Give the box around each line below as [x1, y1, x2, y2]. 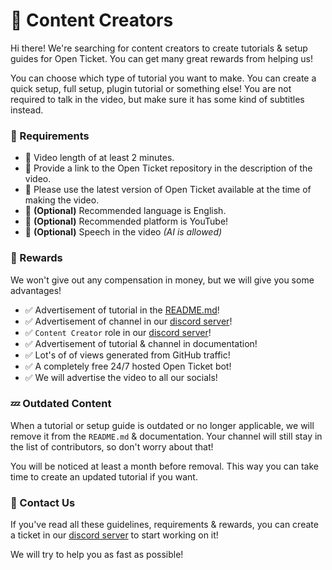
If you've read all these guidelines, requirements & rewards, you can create [10, 519, 319, 531]
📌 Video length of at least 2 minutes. [24, 152, 175, 164]
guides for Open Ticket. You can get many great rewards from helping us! [10, 52, 313, 64]
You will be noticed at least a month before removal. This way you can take [10, 460, 319, 472]
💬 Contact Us [10, 495, 76, 509]
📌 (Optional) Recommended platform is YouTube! [24, 215, 229, 228]
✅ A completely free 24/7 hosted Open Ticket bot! [24, 360, 232, 372]
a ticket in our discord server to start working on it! [10, 529, 219, 541]
